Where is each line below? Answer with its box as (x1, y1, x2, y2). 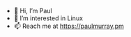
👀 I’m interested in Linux (13, 14, 84, 22)
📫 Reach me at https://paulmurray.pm (13, 22, 124, 30)
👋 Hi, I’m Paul (13, 7, 52, 15)
